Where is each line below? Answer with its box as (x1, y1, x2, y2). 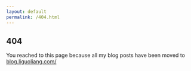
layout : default (6, 8, 47, 15)
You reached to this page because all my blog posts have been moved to (6, 51, 185, 59)
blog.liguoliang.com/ (6, 58, 57, 65)
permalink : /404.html (6, 14, 60, 20)
